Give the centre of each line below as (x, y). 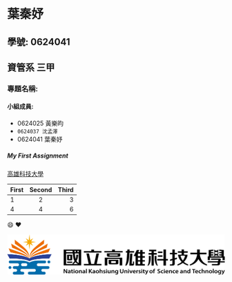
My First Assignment (38, 156)
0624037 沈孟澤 (37, 132)
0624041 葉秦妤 (40, 140)
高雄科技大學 (25, 174)
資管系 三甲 (31, 67)
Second (41, 189)
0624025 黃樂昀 (40, 123)
